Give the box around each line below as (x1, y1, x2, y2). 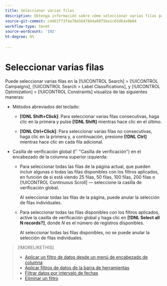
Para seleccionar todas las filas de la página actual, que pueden (19, 163, 151, 169)
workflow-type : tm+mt (5, 24, 50, 29)
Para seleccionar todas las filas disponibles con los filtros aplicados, (19, 209, 160, 215)
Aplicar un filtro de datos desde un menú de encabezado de (24, 254, 148, 260)
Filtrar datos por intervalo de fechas (24, 270, 98, 276)
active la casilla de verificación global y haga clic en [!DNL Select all (19, 214, 160, 220)
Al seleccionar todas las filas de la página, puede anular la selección (19, 194, 160, 200)
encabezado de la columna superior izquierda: (12, 153, 108, 159)
